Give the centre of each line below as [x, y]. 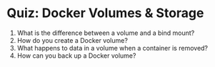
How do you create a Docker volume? [72, 40]
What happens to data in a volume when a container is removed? [112, 48]
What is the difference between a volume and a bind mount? [106, 33]
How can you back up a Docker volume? [76, 56]
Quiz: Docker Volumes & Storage [105, 13]
